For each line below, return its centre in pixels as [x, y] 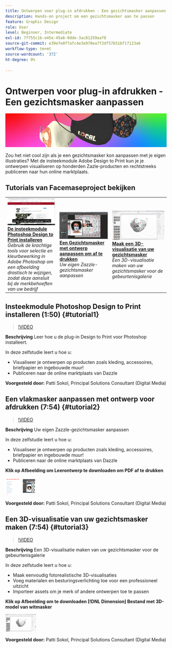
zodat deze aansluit [28, 278]
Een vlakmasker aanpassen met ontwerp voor [80, 399]
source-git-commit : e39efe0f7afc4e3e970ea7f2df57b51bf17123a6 [73, 44]
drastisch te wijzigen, [30, 272]
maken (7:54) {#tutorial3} [47, 527]
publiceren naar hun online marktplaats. [47, 172]
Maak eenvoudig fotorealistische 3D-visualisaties [64, 575]
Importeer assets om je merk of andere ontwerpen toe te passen [81, 591]
